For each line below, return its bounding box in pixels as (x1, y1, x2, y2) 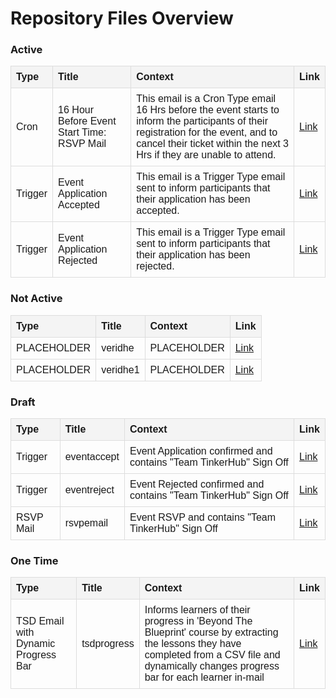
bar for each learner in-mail (144, 672, 265, 684)
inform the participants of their (136, 115, 268, 127)
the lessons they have (144, 638, 242, 650)
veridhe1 (101, 363, 140, 376)
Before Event (58, 115, 117, 127)
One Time (10, 554, 59, 567)
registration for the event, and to (136, 127, 278, 139)
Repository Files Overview (10, 7, 234, 30)
